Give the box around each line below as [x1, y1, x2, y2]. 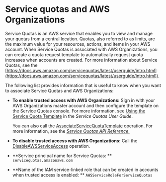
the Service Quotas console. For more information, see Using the [12, 108, 146, 114]
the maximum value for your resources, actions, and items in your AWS [5, 41, 151, 47]
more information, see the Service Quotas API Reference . [12, 128, 130, 134]
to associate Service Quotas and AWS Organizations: [5, 88, 114, 93]
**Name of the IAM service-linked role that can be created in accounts [12, 167, 159, 173]
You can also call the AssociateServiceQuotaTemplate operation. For [12, 123, 153, 129]
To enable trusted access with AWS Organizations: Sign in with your [12, 97, 155, 103]
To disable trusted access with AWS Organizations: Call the [12, 138, 138, 144]
